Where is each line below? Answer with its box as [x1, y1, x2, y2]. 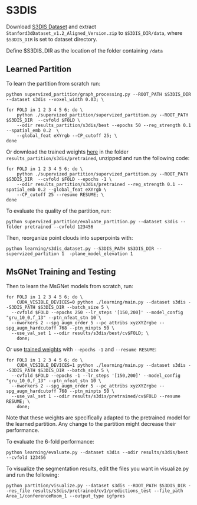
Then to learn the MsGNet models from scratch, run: [6, 282, 134, 289]
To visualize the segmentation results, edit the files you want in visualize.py [6, 465, 189, 472]
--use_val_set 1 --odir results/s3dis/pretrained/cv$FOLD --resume [11, 393, 181, 399]
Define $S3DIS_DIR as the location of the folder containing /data [6, 47, 163, 54]
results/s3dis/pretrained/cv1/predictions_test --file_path [32, 488, 183, 494]
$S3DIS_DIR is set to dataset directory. [6, 35, 97, 43]
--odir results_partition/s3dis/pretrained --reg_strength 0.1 [17, 181, 176, 187]
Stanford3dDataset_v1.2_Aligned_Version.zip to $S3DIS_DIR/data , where [6, 29, 183, 36]
